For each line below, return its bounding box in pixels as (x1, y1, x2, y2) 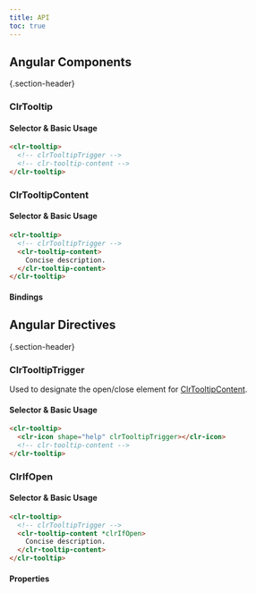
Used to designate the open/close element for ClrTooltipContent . (9, 384, 248, 394)
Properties (9, 573, 50, 584)
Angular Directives (9, 318, 116, 333)
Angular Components (9, 55, 132, 70)
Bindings (9, 292, 43, 302)
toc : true (9, 21, 47, 30)
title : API (9, 13, 50, 22)
